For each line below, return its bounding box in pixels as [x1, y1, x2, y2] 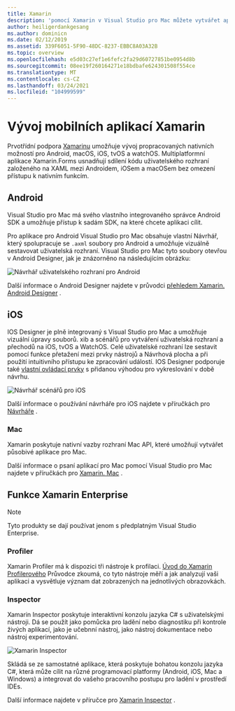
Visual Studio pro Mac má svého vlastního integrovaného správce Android [7, 210, 220, 219]
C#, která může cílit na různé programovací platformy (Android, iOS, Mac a [7, 668, 222, 676]
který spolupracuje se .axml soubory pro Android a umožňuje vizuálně [7, 239, 210, 248]
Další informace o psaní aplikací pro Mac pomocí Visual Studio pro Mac [7, 461, 213, 470]
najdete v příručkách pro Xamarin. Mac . [7, 468, 123, 477]
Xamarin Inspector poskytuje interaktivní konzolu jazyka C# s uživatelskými [7, 611, 224, 619]
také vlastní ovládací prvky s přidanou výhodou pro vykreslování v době [7, 365, 215, 373]
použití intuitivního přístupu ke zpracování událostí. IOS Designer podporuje [7, 357, 225, 365]
